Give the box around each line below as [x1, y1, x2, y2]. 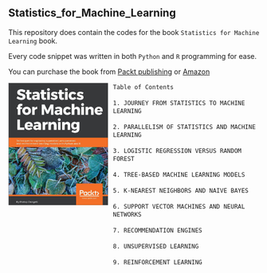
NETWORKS [112, 210, 142, 218]
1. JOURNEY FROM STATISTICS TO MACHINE [112, 99, 245, 107]
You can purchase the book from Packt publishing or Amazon [8, 67, 210, 76]
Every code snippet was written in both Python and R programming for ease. [8, 51, 257, 60]
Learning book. [8, 36, 58, 45]
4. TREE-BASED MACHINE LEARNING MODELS [112, 170, 245, 178]
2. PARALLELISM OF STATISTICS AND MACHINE [112, 123, 257, 131]
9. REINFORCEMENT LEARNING [112, 258, 202, 266]
